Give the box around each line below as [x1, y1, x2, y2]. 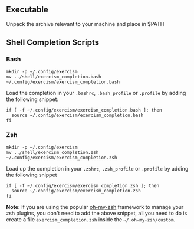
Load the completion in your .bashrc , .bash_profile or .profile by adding [6, 89, 186, 96]
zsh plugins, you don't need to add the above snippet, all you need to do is [6, 210, 188, 217]
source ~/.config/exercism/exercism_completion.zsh [11, 188, 142, 194]
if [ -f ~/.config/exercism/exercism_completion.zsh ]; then [6, 182, 160, 188]
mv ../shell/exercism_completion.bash [6, 74, 101, 80]
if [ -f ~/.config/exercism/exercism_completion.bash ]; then [6, 107, 162, 113]
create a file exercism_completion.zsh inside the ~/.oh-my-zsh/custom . [6, 215, 176, 223]
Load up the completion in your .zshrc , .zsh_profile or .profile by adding [6, 165, 189, 172]
